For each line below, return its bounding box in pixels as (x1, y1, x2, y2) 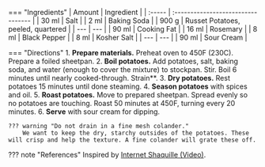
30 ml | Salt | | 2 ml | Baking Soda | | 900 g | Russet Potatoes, (40, 16, 240, 25)
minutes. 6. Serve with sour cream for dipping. (8, 107, 161, 116)
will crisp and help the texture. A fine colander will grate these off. (8, 136, 257, 144)
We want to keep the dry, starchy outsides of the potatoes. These (22, 129, 249, 137)
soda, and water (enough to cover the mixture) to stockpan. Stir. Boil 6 (8, 65, 237, 74)
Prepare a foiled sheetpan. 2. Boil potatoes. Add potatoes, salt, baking (8, 56, 239, 66)
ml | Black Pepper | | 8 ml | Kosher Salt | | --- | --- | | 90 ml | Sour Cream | (8, 32, 248, 42)
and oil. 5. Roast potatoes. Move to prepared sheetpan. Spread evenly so (8, 90, 248, 99)
